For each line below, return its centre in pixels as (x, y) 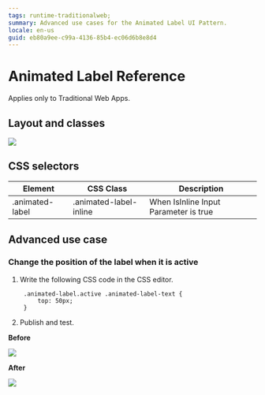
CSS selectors (44, 166)
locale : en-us (32, 30)
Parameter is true (181, 211)
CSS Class (107, 188)
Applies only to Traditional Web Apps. (69, 99)
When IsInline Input (185, 202)
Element (39, 188)
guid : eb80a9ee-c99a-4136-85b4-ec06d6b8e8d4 (82, 37)
